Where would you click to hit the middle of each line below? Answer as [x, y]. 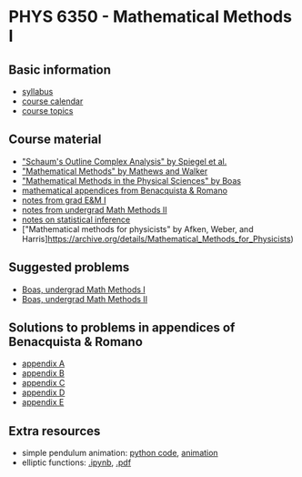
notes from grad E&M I [64, 200]
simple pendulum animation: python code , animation [120, 453]
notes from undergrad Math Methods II [94, 209]
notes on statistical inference [76, 219]
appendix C [43, 383]
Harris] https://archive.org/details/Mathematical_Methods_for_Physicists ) [158, 238]
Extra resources [55, 431]
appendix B [43, 373]
